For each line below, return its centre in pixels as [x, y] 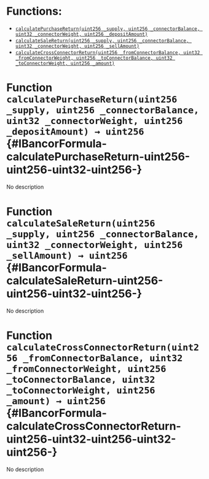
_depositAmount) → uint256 [75, 132]
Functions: [34, 11]
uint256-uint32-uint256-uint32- [91, 439]
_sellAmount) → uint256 [67, 256]
